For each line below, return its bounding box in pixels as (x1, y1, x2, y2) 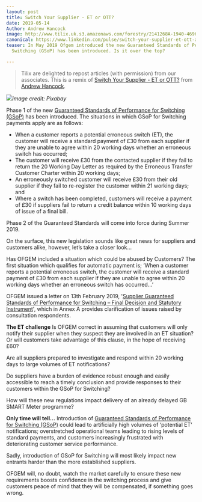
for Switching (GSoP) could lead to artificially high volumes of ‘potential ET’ (6, 421, 192, 428)
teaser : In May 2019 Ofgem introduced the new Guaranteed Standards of (6, 43, 189, 49)
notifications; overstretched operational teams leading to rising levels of (6, 427, 185, 435)
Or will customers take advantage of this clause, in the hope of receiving (6, 336, 186, 343)
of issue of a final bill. (14, 207, 68, 215)
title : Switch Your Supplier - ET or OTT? (6, 14, 114, 20)
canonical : (6, 37, 34, 43)
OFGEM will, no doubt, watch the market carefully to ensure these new (6, 470, 182, 477)
